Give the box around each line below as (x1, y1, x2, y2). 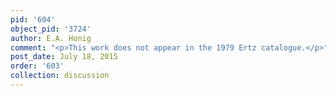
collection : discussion (10, 71, 110, 81)
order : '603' (10, 61, 65, 71)
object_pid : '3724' (10, 24, 92, 34)
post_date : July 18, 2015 (10, 52, 118, 62)
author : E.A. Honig (10, 33, 92, 43)
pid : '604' (10, 14, 56, 25)
